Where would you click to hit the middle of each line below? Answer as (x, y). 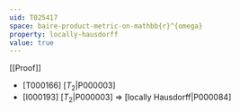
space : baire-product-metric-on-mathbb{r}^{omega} (106, 26)
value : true (31, 43)
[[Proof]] (26, 68)
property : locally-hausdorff (64, 34)
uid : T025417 (34, 17)
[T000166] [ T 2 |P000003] (69, 86)
